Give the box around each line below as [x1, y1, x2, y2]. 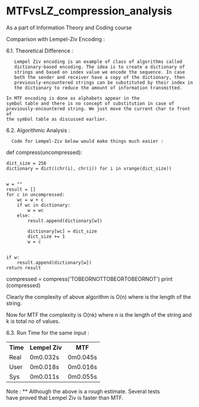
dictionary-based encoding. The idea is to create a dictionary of [14, 64, 185, 70]
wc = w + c [17, 197, 44, 203]
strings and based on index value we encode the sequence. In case [14, 69, 185, 75]
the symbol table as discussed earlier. [6, 116, 108, 122]
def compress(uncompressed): [6, 148, 82, 156]
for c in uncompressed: [6, 191, 66, 198]
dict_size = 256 [6, 160, 46, 166]
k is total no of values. [6, 317, 61, 325]
